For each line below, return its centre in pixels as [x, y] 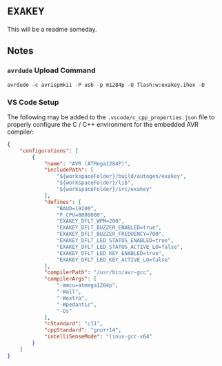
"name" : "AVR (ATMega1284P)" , [87, 163]
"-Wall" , [69, 292]
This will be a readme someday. [52, 29]
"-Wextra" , [72, 298]
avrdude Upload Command [52, 70]
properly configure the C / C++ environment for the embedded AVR [103, 124]
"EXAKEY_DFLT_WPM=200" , [91, 221]
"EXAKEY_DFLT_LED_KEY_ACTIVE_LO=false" [113, 260]
